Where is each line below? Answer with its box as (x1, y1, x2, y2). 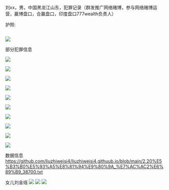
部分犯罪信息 (5, 46, 32, 52)
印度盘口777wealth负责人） (58, 11, 117, 17)
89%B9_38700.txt (5, 169, 43, 175)
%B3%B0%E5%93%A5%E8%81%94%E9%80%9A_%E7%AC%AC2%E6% (5, 164, 164, 169)
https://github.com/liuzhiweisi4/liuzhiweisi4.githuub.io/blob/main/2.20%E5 (5, 158, 162, 164)
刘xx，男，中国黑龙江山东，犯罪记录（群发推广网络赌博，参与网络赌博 (5, 5, 153, 10)
